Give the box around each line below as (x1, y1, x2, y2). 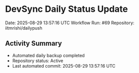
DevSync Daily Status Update (5, 3, 128, 15)
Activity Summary (5, 39, 62, 48)
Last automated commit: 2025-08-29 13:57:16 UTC (12, 63, 116, 69)
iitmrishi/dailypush (5, 25, 43, 31)
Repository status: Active (12, 58, 64, 64)
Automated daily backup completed (12, 52, 85, 58)
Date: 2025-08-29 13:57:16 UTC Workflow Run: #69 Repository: (5, 20, 135, 26)
